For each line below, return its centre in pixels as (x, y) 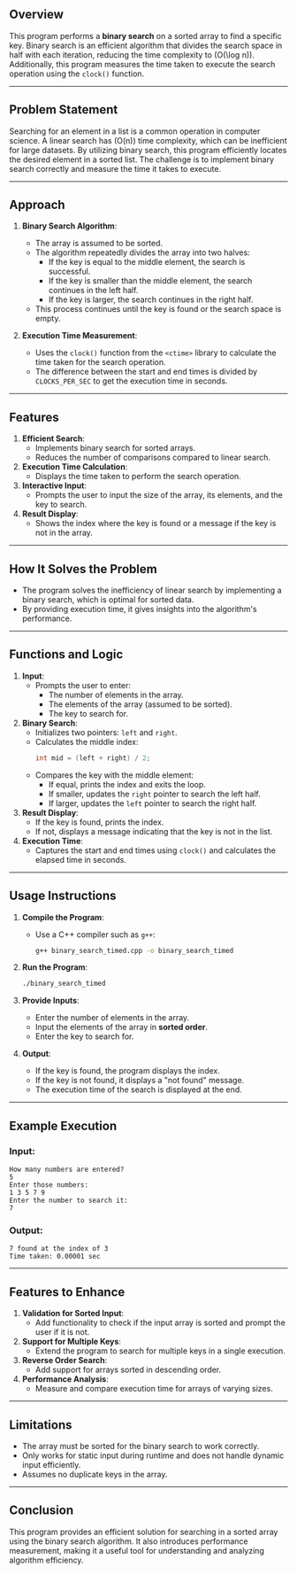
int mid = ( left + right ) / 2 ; (93, 758)
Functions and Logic (66, 655)
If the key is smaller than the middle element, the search (150, 281)
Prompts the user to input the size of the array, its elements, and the (159, 495)
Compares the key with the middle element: (114, 775)
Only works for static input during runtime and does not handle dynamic (153, 1455)
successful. (69, 271)
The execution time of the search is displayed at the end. (139, 1089)
